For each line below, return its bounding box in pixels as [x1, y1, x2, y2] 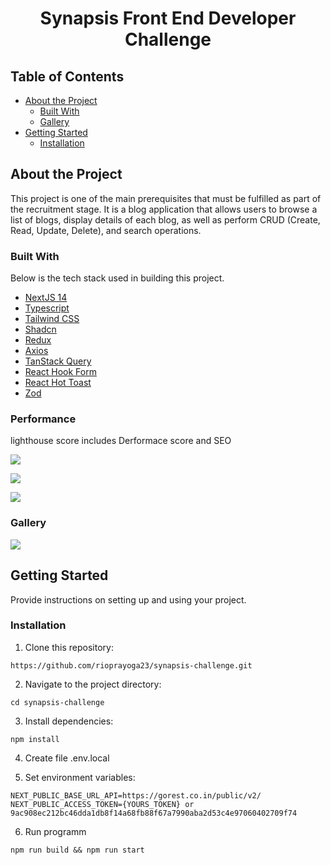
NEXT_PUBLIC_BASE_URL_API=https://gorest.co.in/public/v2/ [10, 790, 262, 801]
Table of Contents [10, 68, 125, 85]
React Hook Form [24, 366, 97, 378]
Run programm [24, 825, 87, 837]
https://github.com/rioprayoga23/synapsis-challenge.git [10, 660, 253, 671]
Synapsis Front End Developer [39, 7, 297, 30]
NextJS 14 [24, 292, 68, 304]
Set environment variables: [24, 771, 136, 783]
